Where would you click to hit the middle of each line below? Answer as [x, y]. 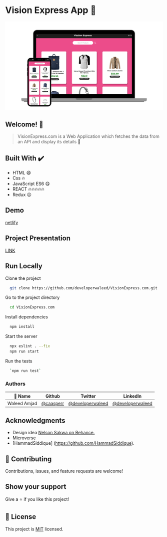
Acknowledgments [35, 420]
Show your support [36, 487]
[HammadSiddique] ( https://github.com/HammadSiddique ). [73, 443]
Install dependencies [27, 317]
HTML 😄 [22, 173]
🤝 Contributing [28, 459]
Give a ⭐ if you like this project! [37, 499]
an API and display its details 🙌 [49, 142]
